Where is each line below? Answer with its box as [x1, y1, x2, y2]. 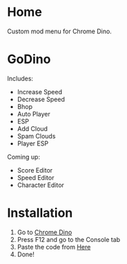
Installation [7, 205, 73, 221]
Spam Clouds [17, 132, 56, 140]
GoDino [7, 51, 51, 67]
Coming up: [7, 152, 40, 161]
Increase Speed [17, 87, 62, 96]
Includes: [7, 74, 33, 82]
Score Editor [17, 166, 53, 174]
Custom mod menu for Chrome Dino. [7, 27, 112, 35]
